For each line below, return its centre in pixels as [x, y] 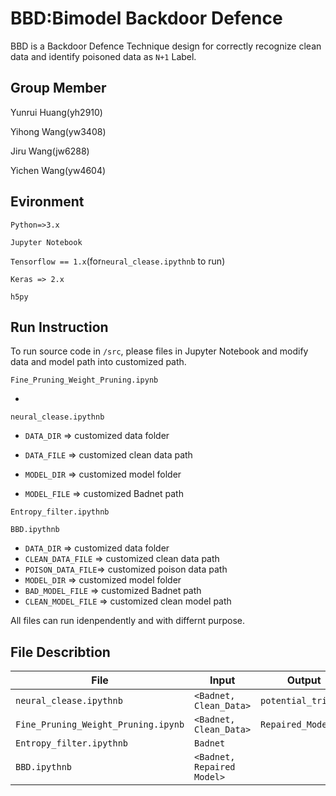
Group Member [58, 88]
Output [304, 680]
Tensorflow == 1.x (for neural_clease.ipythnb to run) [118, 261]
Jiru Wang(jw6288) [50, 151]
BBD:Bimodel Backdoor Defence [146, 18]
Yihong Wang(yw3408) [58, 131]
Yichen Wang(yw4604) [58, 170]
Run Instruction [59, 327]
